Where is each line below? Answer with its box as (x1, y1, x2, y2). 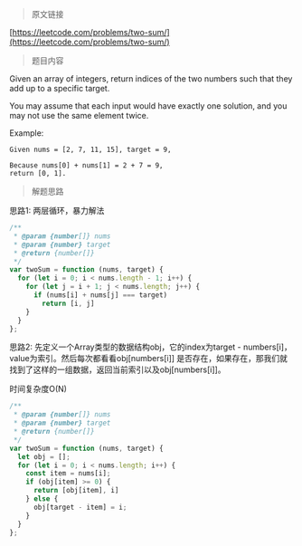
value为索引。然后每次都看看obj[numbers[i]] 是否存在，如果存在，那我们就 (9, 353, 288, 364)
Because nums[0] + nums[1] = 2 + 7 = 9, (9, 161, 165, 170)
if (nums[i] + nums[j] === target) (33, 291, 168, 300)
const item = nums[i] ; (25, 469, 111, 478)
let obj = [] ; (17, 452, 71, 461)
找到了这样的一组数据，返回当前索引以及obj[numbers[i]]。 (9, 364, 226, 375)
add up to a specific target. (9, 83, 110, 93)
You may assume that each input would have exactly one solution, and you (9, 101, 288, 111)
